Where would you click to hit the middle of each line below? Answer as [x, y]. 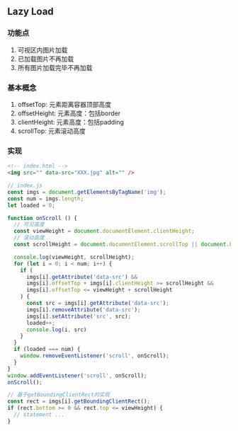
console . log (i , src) [56, 329]
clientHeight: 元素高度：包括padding [70, 122]
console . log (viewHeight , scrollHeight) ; [74, 257]
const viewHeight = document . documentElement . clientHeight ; [104, 231]
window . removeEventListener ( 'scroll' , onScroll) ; [95, 356]
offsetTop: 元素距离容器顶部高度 [64, 104]
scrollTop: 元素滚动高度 [52, 131]
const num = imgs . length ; [45, 199]
